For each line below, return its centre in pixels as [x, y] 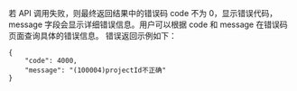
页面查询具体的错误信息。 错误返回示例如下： [93, 36]
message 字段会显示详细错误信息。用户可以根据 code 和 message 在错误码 [148, 24]
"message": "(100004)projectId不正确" [96, 70]
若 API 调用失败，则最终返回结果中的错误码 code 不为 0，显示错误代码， [143, 13]
